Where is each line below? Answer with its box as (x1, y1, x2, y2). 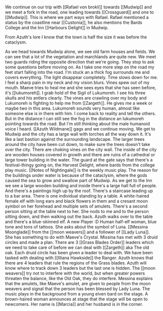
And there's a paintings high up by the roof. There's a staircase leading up (5, 188, 153, 194)
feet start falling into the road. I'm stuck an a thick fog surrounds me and (5, 69, 150, 75)
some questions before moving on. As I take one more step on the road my (5, 64, 154, 70)
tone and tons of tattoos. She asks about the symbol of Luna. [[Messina (5, 224, 148, 229)
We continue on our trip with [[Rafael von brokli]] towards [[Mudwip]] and (5, 4, 152, 10)
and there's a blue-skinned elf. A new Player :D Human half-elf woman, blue (5, 219, 157, 225)
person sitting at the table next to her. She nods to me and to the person (5, 209, 149, 214)
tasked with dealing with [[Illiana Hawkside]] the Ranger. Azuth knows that (5, 255, 154, 261)
